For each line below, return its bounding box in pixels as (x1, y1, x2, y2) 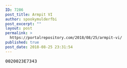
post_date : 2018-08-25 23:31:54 (5, 44, 73, 49)
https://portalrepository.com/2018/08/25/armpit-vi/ (10, 35, 122, 40)
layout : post (5, 26, 33, 31)
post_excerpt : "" (5, 21, 42, 26)
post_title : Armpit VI (5, 12, 53, 17)
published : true (5, 40, 39, 45)
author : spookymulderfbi (5, 16, 57, 21)
